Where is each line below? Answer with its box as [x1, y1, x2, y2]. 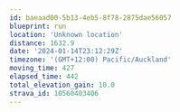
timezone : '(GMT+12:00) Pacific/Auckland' [9, 55, 172, 64]
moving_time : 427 [9, 64, 75, 73]
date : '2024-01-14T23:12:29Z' [9, 47, 124, 56]
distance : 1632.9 [9, 38, 75, 48]
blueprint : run [9, 22, 67, 31]
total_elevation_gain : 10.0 [9, 80, 116, 89]
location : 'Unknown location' [9, 30, 124, 39]
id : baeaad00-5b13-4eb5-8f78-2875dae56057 [9, 13, 172, 23]
